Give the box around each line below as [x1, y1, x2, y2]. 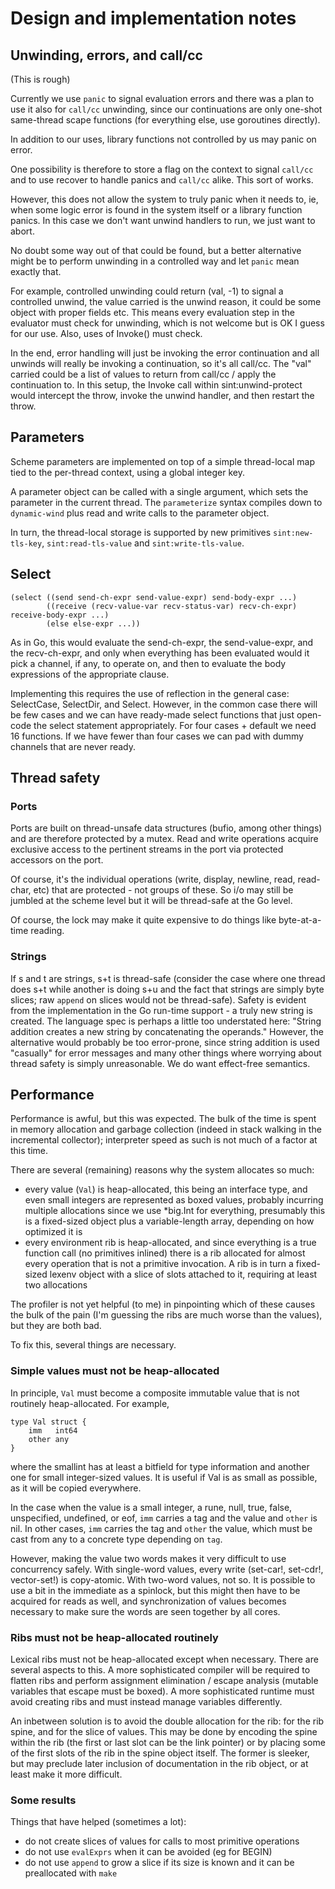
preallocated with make [24, 1867, 118, 1879]
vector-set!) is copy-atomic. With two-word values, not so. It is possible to [10, 1573, 316, 1586]
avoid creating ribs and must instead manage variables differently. [10, 1696, 283, 1708]
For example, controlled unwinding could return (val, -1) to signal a [10, 285, 284, 297]
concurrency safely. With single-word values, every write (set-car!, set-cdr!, [10, 1563, 324, 1575]
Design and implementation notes [10, 7, 297, 30]
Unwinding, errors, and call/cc [10, 47, 203, 64]
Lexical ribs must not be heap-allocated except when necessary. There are [10, 1653, 319, 1666]
